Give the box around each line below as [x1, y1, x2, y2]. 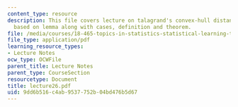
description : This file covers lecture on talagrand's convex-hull [7, 17, 211, 24]
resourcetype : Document [7, 75, 78, 83]
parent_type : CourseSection [7, 69, 91, 76]
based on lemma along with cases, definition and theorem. [13, 23, 192, 30]
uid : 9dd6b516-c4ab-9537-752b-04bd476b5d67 [7, 89, 138, 96]
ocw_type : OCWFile [7, 56, 62, 63]
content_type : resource [7, 10, 78, 18]
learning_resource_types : [7, 43, 84, 50]
